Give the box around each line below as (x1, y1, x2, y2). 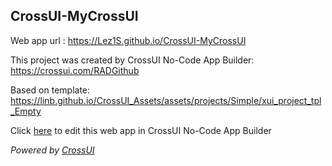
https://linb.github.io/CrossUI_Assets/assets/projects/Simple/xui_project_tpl (10, 94, 322, 106)
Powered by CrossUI (10, 144, 95, 156)
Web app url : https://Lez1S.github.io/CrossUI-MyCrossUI (10, 34, 247, 46)
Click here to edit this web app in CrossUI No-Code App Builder (10, 124, 272, 136)
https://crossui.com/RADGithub (10, 64, 140, 76)
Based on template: (10, 84, 91, 96)
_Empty (10, 105, 42, 117)
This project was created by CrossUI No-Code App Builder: (10, 54, 255, 66)
